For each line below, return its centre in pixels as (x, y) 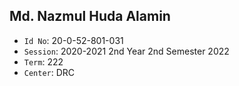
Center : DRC (49, 72)
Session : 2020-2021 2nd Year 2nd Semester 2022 (126, 51)
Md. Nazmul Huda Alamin (90, 16)
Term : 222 (43, 61)
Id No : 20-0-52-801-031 (73, 40)
